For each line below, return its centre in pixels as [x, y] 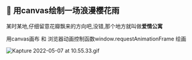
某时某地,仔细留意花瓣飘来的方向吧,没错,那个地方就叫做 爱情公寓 [85, 26]
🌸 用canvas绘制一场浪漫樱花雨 [63, 11]
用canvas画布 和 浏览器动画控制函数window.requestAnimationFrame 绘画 [96, 39]
